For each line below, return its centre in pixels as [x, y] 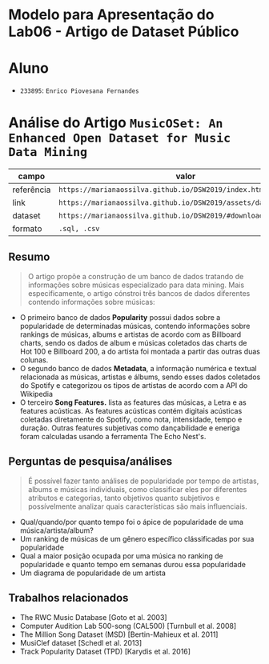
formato [27, 229]
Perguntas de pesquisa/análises [90, 462]
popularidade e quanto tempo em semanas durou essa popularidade [133, 564]
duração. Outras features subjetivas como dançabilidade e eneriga [130, 428]
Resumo [29, 257]
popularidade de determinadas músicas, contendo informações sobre [135, 326]
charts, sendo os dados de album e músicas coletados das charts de [133, 342]
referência [32, 190]
